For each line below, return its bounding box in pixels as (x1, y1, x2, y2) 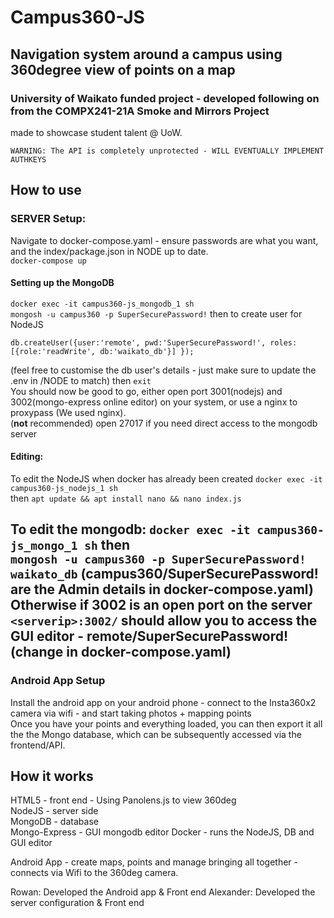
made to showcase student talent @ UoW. (10, 126, 183, 138)
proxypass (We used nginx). (10, 406, 127, 418)
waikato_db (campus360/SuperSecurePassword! (10, 566, 319, 583)
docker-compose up (10, 256, 87, 266)
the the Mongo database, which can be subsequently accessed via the (10, 728, 302, 740)
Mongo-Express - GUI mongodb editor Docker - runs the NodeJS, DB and (10, 826, 315, 838)
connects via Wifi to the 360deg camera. (10, 867, 179, 879)
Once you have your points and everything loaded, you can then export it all (10, 717, 323, 730)
